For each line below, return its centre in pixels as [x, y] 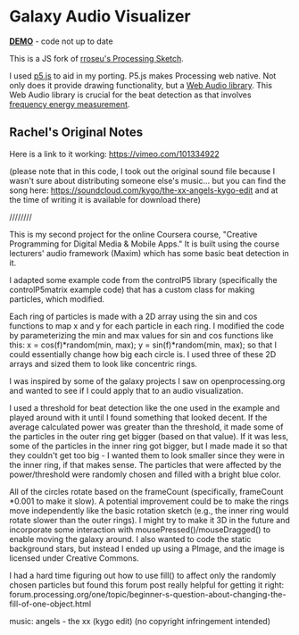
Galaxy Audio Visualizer [100, 17]
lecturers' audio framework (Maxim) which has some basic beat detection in [149, 253]
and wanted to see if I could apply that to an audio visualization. [126, 390]
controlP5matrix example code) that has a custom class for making [132, 289]
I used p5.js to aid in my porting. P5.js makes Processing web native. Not [143, 75]
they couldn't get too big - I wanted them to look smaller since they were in [147, 455]
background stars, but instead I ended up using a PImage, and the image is [147, 548]
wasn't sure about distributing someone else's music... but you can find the [148, 180]
